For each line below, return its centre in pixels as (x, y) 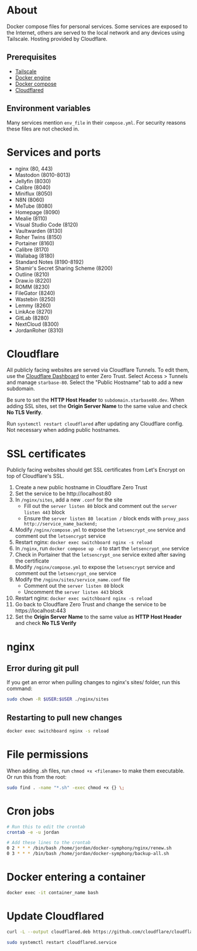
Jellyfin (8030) (33, 181)
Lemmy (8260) (33, 305)
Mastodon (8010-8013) (43, 175)
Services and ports (54, 152)
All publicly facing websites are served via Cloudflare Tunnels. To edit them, (98, 370)
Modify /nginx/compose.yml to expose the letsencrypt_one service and (100, 530)
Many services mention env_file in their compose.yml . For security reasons (96, 122)
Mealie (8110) (31, 218)
